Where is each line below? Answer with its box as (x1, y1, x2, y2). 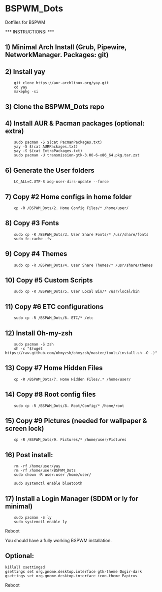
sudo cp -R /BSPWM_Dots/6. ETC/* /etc (14, 315, 94, 320)
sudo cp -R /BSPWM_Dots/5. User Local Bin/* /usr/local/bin (14, 289, 140, 294)
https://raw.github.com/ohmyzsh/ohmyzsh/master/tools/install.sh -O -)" (5, 350, 158, 356)
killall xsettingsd (5, 564, 45, 570)
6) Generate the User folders (5, 166, 95, 175)
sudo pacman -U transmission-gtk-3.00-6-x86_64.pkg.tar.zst (14, 153, 140, 158)
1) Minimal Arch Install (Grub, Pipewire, (5, 43, 127, 52)
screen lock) (5, 424, 44, 433)
